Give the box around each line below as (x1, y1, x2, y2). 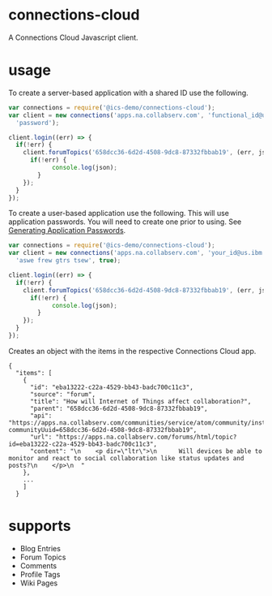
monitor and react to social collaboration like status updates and (8, 454, 244, 462)
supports (8, 517, 71, 535)
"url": (29, 433, 53, 441)
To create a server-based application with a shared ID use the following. (8, 88, 249, 97)
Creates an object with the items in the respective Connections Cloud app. (8, 346, 257, 356)
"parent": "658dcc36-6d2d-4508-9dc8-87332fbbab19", (29, 404, 208, 412)
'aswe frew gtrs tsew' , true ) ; (15, 257, 121, 265)
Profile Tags (19, 569, 61, 579)
